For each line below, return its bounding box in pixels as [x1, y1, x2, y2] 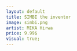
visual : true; [6, 36, 41, 42]
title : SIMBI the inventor [6, 14, 71, 20]
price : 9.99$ [6, 30, 38, 36]
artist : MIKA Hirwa [6, 25, 53, 31]
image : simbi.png [6, 19, 48, 25]
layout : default [6, 8, 45, 15]
